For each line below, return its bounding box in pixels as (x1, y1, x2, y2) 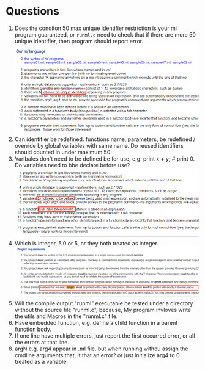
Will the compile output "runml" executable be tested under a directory (14, 299, 193, 307)
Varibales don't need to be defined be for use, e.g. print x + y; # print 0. (14, 155, 195, 162)
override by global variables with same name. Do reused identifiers (14, 142, 184, 150)
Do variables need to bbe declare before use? (14, 162, 130, 169)
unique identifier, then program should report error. (14, 37, 144, 45)
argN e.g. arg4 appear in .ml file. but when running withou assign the (14, 345, 188, 352)
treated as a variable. (14, 358, 69, 365)
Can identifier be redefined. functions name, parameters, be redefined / (14, 136, 196, 143)
